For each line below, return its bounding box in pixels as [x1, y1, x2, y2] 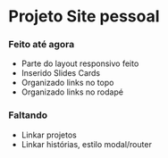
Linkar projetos [21, 129, 77, 140]
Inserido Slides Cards [21, 68, 100, 79]
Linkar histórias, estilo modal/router [21, 138, 153, 149]
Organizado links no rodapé [21, 87, 124, 97]
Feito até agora [8, 38, 75, 51]
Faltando [8, 109, 48, 121]
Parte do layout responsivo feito [21, 58, 139, 69]
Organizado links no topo [21, 78, 114, 88]
